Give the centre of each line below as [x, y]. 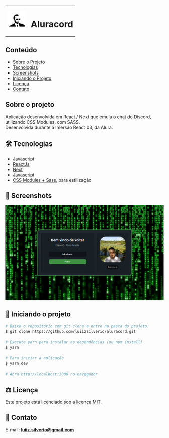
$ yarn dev [17, 363]
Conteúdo [21, 50]
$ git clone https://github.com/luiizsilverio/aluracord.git [71, 332]
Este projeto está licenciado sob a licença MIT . [54, 402]
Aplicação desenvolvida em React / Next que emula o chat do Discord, [78, 117]
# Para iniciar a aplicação [35, 358]
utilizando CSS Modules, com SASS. [43, 122]
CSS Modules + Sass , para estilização [52, 180]
